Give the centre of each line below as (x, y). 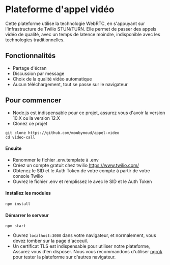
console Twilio (28, 176)
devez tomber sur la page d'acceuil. (50, 241)
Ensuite (13, 148)
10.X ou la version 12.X (36, 118)
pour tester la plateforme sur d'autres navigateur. (64, 257)
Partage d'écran (30, 68)
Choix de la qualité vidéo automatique (52, 79)
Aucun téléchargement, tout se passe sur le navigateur (70, 84)
